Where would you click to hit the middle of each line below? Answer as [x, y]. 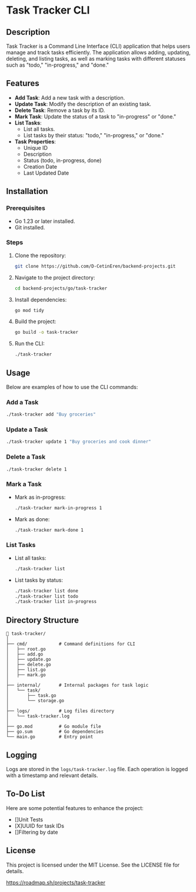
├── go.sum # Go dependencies [55, 732]
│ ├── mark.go [26, 675]
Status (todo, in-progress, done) [62, 160]
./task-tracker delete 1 [36, 469]
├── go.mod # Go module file [54, 727]
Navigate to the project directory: [55, 277]
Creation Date [40, 166]
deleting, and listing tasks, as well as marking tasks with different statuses [96, 59]
